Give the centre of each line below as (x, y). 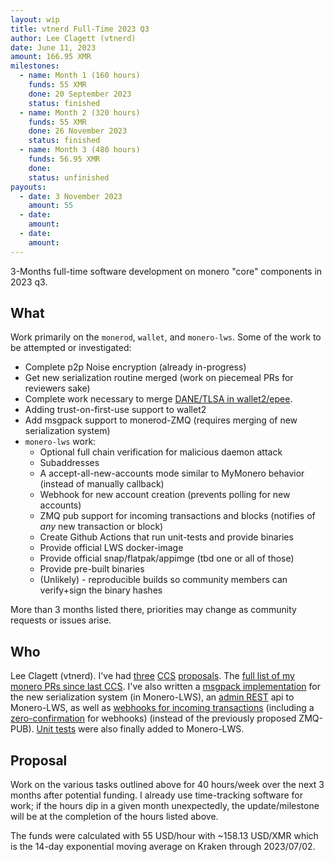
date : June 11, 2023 (53, 47)
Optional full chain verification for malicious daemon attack (161, 452)
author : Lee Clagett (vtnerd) (73, 38)
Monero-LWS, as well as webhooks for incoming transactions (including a (162, 708)
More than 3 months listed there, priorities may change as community (153, 610)
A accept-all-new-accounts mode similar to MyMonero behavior (172, 473)
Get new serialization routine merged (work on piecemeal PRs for (159, 378)
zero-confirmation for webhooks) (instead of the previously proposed (153, 718)
